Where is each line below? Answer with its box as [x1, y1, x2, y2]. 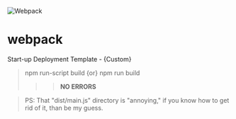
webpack [7, 32, 63, 47]
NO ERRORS [60, 82, 97, 91]
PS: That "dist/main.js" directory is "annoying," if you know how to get [24, 96, 230, 104]
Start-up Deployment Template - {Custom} [7, 55, 132, 63]
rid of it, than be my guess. [24, 103, 103, 112]
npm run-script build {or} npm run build [24, 68, 140, 77]
